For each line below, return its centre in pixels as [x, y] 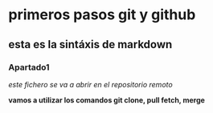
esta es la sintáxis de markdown [90, 44]
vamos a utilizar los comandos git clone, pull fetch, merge [106, 100]
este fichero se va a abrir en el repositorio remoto [90, 84]
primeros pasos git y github [102, 15]
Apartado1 [29, 67]
